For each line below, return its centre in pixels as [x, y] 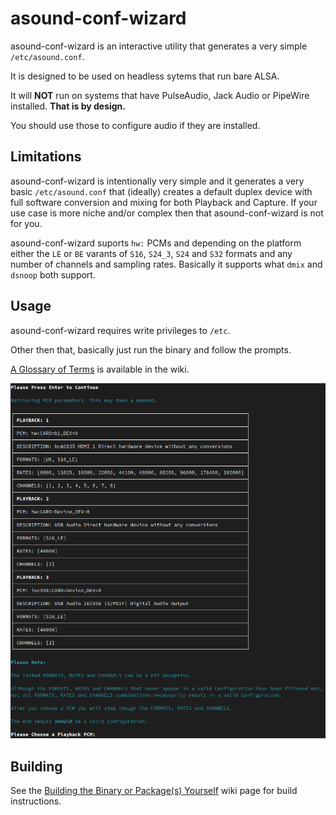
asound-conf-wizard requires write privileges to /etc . [120, 330]
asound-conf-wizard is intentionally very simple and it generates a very [157, 181]
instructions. [36, 801]
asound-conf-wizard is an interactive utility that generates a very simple [159, 46]
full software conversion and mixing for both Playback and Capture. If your [164, 202]
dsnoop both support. [53, 274]
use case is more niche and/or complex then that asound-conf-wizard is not [167, 213]
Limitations [46, 157]
